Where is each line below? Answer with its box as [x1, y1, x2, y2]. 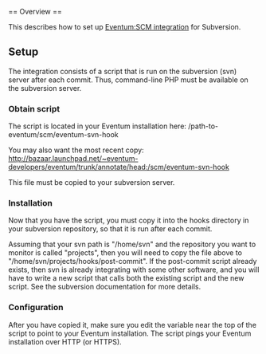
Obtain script [8, 103, 61, 114]
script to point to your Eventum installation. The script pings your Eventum [8, 328, 252, 338]
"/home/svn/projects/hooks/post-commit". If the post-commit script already [8, 257, 257, 266]
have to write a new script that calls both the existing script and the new [8, 273, 244, 283]
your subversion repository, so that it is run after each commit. [8, 224, 213, 234]
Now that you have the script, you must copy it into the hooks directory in [8, 215, 249, 226]
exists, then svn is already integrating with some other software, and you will [8, 265, 260, 274]
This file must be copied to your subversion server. [8, 178, 175, 187]
